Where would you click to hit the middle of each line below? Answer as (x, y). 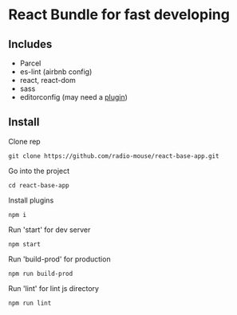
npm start (25, 244)
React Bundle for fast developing (119, 15)
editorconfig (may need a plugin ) (73, 97)
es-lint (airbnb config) (56, 72)
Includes (30, 44)
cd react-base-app (39, 185)
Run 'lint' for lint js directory (54, 288)
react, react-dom (47, 80)
